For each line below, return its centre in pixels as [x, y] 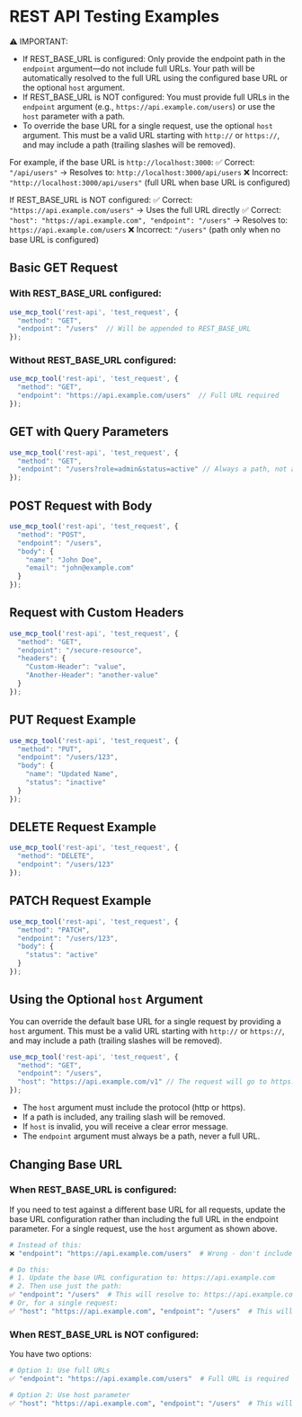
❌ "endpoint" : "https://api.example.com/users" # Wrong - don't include [151, 1253]
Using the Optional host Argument [107, 1000]
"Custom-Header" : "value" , [76, 667]
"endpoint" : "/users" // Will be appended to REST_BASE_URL [134, 329]
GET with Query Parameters [89, 432]
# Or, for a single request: [64, 1303]
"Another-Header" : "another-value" [92, 676]
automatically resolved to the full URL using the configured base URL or [155, 77]
